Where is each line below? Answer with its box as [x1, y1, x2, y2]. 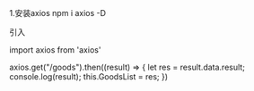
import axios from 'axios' [9, 45, 101, 55]
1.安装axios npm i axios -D [9, 8, 106, 18]
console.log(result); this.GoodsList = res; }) [9, 71, 169, 82]
